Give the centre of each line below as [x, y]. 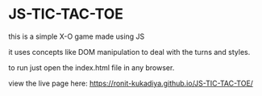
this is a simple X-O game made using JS [77, 36]
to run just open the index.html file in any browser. [91, 67]
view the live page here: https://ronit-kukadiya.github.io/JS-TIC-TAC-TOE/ [131, 83]
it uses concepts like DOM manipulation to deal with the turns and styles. [129, 52]
